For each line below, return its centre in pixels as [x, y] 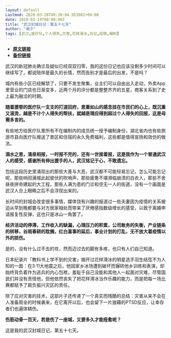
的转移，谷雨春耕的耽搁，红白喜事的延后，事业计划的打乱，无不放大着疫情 [83, 231]
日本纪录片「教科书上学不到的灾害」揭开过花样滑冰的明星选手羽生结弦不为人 [85, 259]
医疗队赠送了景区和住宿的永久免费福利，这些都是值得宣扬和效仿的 [92, 137]
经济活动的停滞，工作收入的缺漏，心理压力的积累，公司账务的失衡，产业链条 [85, 225]
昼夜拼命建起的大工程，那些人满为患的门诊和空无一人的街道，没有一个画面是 [85, 184]
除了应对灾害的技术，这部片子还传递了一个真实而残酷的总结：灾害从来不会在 [85, 296]
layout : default [22, 10]
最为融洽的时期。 [27, 96]
